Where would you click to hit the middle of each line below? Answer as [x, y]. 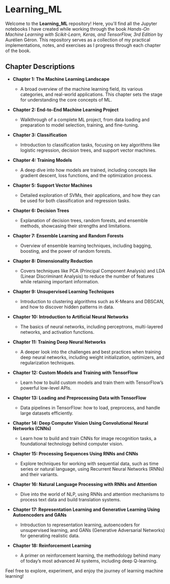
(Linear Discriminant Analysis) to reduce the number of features [87, 276]
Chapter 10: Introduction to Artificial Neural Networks [70, 317]
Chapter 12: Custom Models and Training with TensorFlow [75, 372]
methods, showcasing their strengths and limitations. [76, 226]
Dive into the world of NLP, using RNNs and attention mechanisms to [92, 494]
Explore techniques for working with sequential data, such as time [89, 464]
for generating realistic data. [50, 536]
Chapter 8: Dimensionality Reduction [53, 261]
